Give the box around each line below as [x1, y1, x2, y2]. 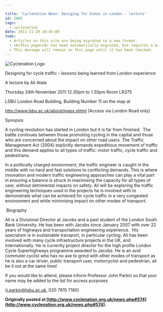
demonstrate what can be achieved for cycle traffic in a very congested [5, 193, 148, 198]
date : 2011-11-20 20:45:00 [5, 30, 60, 34]
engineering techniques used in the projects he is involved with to [5, 187, 137, 193]
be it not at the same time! [5, 263, 57, 269]
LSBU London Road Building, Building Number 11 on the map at [5, 98, 130, 104]
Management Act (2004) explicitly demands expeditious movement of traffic [5, 142, 158, 148]
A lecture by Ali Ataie [5, 80, 47, 85]
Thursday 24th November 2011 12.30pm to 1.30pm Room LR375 [5, 89, 132, 95]
